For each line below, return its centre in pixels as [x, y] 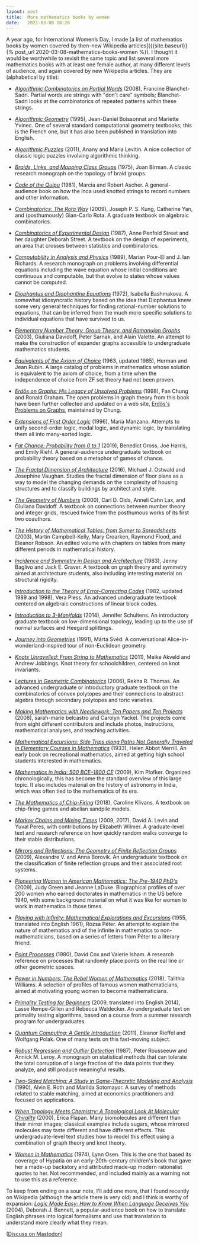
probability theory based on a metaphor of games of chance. [89, 458]
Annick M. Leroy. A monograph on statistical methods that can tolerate [101, 1057]
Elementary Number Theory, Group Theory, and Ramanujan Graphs [97, 331]
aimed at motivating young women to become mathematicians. [92, 991]
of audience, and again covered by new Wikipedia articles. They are [89, 71]
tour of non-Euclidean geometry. [107, 646]
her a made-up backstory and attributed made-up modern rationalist [98, 1167]
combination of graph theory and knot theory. [70, 1143]
